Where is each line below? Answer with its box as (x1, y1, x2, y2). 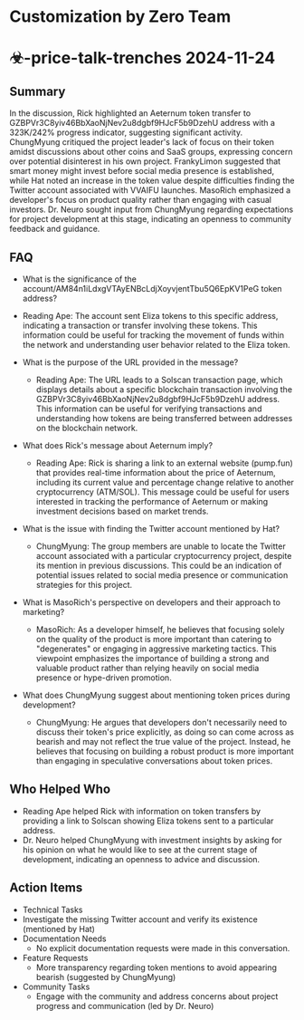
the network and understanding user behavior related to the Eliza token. (22, 340, 291, 350)
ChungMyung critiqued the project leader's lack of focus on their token (9, 137, 274, 148)
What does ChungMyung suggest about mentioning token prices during (22, 690, 290, 700)
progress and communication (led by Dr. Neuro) (35, 1000, 214, 1011)
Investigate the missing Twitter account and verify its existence (22, 913, 258, 925)
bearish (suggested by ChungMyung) (35, 971, 176, 982)
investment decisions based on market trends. (35, 505, 209, 516)
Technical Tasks (22, 904, 83, 915)
